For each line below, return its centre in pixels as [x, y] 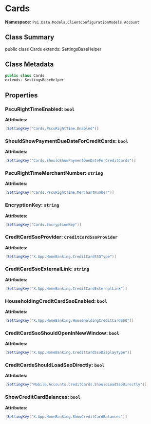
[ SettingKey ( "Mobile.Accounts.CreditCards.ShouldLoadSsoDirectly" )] [76, 385]
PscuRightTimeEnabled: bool [40, 109]
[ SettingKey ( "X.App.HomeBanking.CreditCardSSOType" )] [61, 257]
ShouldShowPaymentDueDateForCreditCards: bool [67, 141]
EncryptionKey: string [32, 205]
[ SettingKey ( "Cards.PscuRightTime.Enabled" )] [52, 129]
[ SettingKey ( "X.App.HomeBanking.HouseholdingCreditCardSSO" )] [69, 321]
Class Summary [30, 37]
